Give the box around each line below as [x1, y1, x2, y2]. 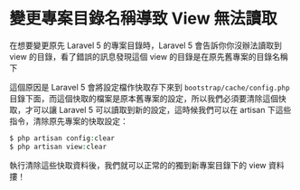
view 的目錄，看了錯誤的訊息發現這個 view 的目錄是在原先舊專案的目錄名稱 [9, 51, 289, 62]
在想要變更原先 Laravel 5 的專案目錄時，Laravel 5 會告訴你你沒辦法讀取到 [9, 40, 283, 51]
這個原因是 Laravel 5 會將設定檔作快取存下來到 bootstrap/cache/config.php [9, 81, 291, 92]
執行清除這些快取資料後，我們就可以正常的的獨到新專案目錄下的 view [9, 159, 267, 170]
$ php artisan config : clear [9, 133, 116, 143]
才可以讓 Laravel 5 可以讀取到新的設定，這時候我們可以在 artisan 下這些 [24, 104, 292, 115]
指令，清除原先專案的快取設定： [9, 115, 128, 127]
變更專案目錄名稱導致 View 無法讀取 [9, 8, 277, 29]
